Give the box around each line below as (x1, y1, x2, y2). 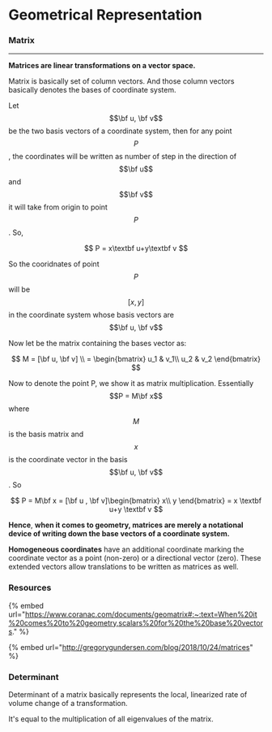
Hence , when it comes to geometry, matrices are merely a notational (8, 520, 244, 530)
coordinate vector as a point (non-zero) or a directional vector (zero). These (8, 553, 261, 563)
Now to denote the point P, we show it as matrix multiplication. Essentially (8, 379, 254, 388)
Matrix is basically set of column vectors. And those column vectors (8, 76, 235, 86)
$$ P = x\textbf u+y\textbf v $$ (83, 244, 189, 253)
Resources (8, 583, 52, 594)
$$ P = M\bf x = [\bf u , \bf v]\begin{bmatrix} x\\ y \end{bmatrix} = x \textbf (10, 496, 262, 505)
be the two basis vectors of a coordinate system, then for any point (8, 126, 232, 136)
